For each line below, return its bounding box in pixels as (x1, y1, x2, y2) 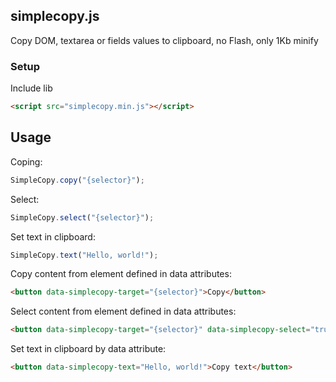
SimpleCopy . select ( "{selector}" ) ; (10, 212, 155, 223)
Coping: (10, 155, 43, 168)
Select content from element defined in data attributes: (10, 305, 237, 318)
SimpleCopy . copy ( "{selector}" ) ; (10, 175, 145, 185)
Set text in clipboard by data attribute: (10, 343, 167, 355)
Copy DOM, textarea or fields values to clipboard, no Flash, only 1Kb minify (10, 34, 319, 46)
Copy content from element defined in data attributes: (10, 268, 232, 280)
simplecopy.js (10, 8, 100, 25)
